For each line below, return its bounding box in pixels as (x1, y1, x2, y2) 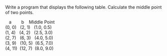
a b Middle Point (9, 19, 55, 25)
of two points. (5, 9, 34, 15)
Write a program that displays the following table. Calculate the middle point (5, 4, 162, 10)
